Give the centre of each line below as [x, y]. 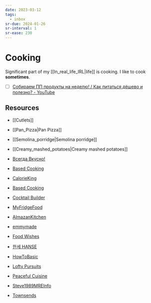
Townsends [24, 295]
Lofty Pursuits [27, 266]
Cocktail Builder [29, 197]
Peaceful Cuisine [30, 276]
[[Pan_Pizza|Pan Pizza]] [37, 129]
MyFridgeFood [27, 207]
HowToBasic [25, 256]
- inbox [18, 19]
